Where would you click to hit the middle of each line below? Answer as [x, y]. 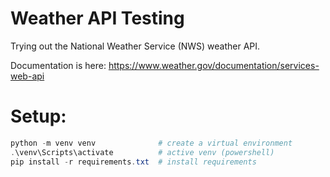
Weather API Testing [97, 18]
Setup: [38, 116]
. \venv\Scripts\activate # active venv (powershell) [142, 152]
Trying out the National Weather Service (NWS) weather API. [135, 46]
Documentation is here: [58, 65]
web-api [27, 76]
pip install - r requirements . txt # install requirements [133, 162]
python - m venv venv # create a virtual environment [151, 143]
